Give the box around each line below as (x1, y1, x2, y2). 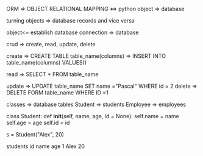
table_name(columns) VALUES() (6, 59, 87, 66)
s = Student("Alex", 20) (6, 131, 64, 138)
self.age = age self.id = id (6, 119, 70, 126)
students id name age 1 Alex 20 (6, 143, 85, 150)
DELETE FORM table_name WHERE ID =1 (6, 89, 109, 96)
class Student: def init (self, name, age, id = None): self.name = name (6, 113, 180, 119)
